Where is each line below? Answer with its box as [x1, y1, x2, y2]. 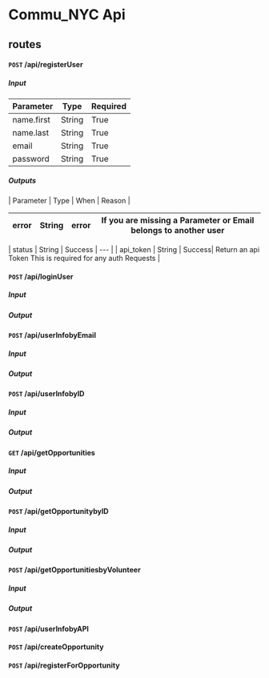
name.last [12, 127, 50, 138]
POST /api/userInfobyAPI [8, 624, 90, 633]
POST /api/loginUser [8, 271, 74, 281]
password [12, 154, 50, 165]
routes [8, 38, 42, 51]
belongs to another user [130, 225, 225, 236]
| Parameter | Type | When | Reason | [8, 196, 130, 206]
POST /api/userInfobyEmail [8, 331, 96, 340]
